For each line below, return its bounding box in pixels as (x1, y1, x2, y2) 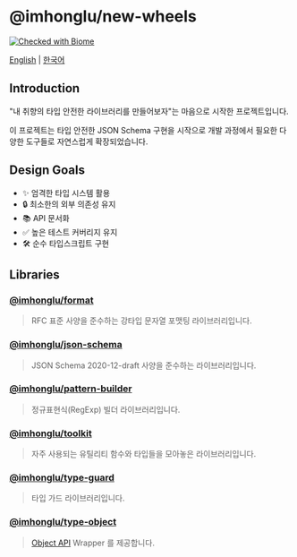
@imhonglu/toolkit (9, 427, 92, 440)
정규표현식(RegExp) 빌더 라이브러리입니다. (30, 404, 181, 415)
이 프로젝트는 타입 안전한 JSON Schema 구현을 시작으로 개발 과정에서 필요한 (9, 124, 277, 135)
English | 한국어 (9, 54, 65, 64)
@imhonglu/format (9, 294, 94, 306)
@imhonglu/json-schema (9, 338, 123, 351)
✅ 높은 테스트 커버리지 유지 (21, 227, 118, 237)
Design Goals (9, 163, 85, 178)
